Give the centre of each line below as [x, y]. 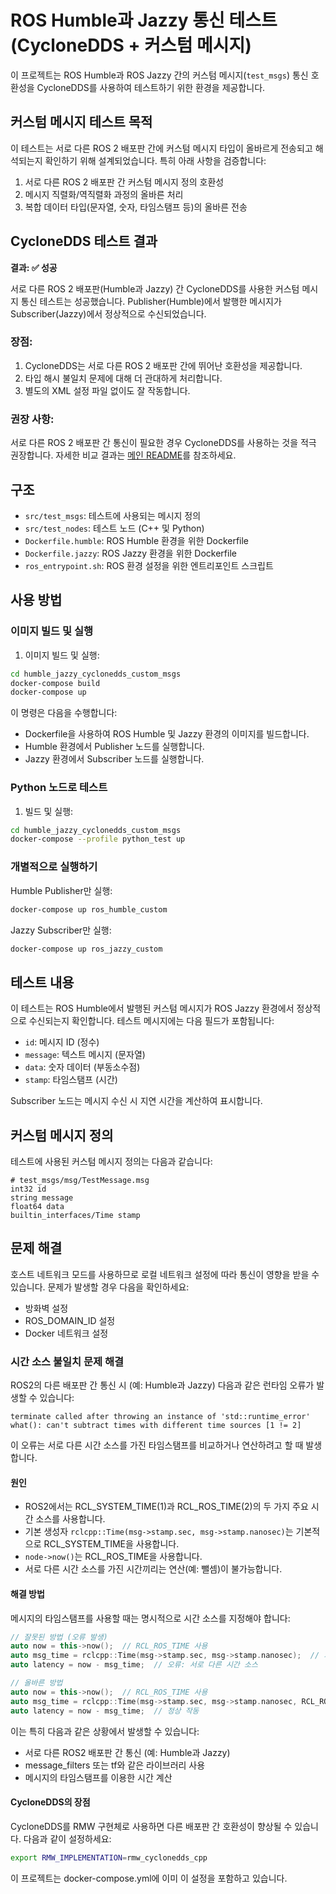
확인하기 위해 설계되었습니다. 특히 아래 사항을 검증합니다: [155, 160]
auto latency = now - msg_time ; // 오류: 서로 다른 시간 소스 [134, 1665]
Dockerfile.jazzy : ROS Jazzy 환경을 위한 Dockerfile [130, 553]
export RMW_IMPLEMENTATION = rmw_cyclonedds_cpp [109, 1857]
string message [42, 1198]
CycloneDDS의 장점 [50, 1802]
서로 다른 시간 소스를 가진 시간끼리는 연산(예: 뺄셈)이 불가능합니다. [153, 1569]
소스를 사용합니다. [70, 1519]
